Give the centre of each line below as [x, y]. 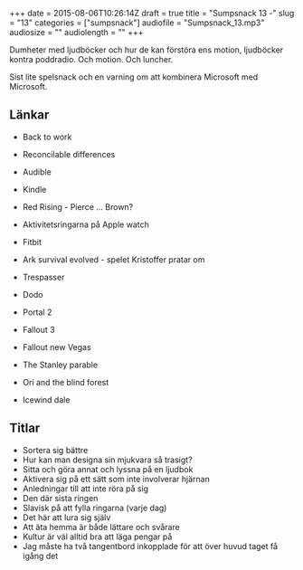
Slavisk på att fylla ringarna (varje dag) [95, 508]
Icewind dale [46, 399]
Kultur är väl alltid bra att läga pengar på [97, 537]
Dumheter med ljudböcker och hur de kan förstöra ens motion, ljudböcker [147, 50]
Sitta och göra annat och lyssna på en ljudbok [108, 469]
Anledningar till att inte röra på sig [85, 489]
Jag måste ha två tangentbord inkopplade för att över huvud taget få [150, 546]
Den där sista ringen [60, 498]
